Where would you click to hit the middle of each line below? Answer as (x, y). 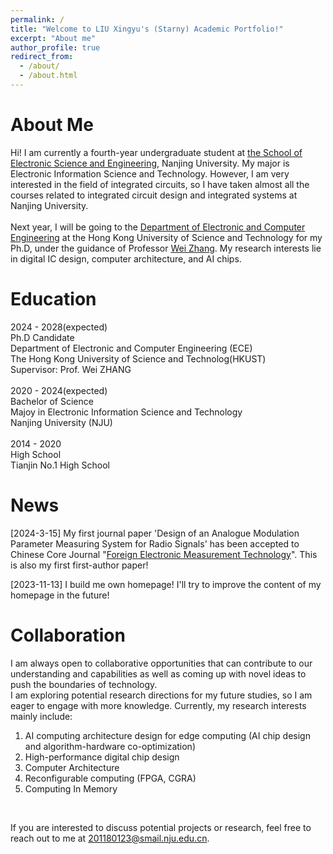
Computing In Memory (71, 788)
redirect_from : (42, 57)
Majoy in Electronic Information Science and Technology (126, 412)
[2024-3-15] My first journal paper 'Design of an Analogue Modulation (155, 533)
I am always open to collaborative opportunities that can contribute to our (161, 663)
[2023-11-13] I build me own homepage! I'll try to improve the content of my (166, 584)
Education (53, 299)
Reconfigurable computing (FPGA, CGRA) (110, 778)
